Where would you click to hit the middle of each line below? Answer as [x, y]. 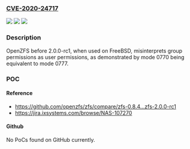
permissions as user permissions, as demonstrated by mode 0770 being [95, 57]
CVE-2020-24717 [32, 8]
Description [24, 38]
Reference [19, 93]
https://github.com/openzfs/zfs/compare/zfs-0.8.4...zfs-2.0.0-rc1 [96, 107]
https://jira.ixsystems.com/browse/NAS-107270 [73, 112]
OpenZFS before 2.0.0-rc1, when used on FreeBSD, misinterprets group [94, 51]
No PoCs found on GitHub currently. [51, 139]
